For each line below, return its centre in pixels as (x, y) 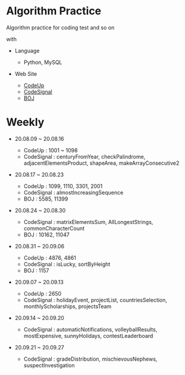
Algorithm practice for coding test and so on (60, 27)
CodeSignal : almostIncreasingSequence (73, 192)
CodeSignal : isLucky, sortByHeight (67, 264)
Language (27, 50)
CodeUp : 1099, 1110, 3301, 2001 (63, 186)
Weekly (25, 122)
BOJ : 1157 (36, 271)
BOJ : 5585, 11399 (46, 199)
